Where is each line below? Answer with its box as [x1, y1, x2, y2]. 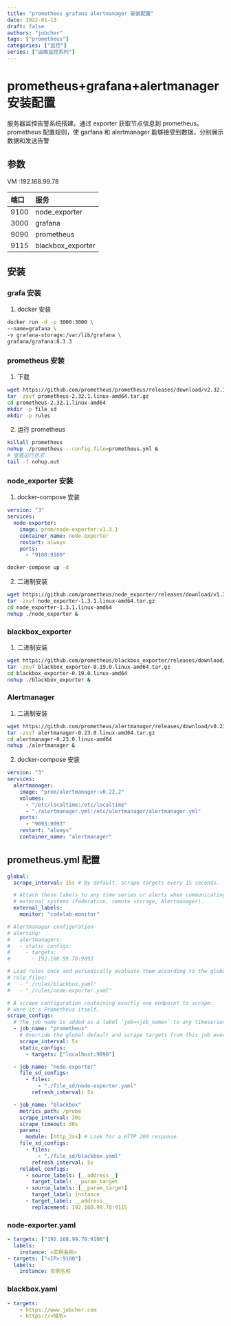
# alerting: [7, 930, 41, 936]
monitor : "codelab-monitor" [19, 911, 100, 918]
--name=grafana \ [7, 325, 57, 332]
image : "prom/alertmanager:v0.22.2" [19, 788, 125, 795]
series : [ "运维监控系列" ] [7, 49, 76, 56]
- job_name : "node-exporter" [13, 1063, 97, 1070]
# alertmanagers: [7, 936, 63, 943]
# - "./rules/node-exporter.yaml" [7, 987, 112, 994]
